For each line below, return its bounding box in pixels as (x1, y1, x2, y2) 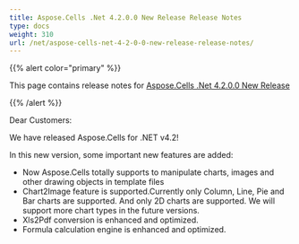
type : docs (9, 22, 50, 30)
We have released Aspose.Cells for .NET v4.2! (9, 132, 179, 144)
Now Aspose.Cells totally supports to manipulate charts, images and (21, 167, 275, 178)
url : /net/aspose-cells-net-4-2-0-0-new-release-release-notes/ (9, 38, 254, 48)
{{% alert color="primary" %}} (9, 63, 122, 74)
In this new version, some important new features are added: (9, 150, 234, 161)
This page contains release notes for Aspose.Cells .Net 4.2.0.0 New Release (9, 80, 291, 91)
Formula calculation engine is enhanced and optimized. (21, 224, 226, 235)
